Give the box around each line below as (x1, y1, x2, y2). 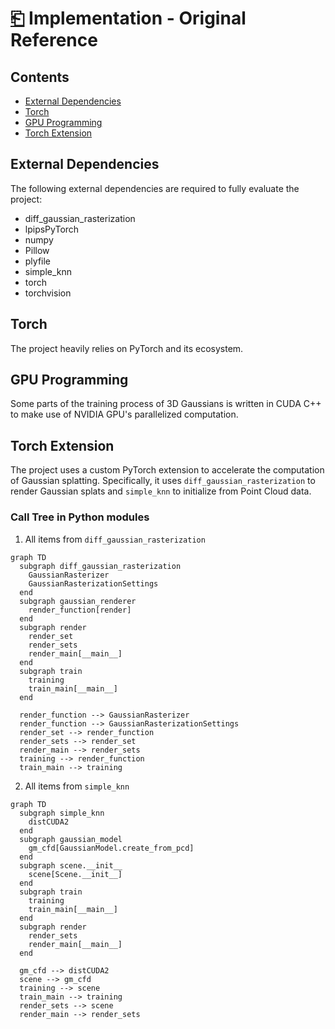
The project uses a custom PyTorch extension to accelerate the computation (10, 464, 325, 476)
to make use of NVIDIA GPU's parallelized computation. (10, 408, 239, 421)
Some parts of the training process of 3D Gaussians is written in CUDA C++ (10, 398, 322, 410)
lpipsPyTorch (24, 223, 80, 235)
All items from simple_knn (24, 780, 130, 792)
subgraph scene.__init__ (19, 860, 123, 871)
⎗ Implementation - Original (10, 7, 247, 30)
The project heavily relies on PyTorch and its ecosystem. (10, 342, 244, 354)
